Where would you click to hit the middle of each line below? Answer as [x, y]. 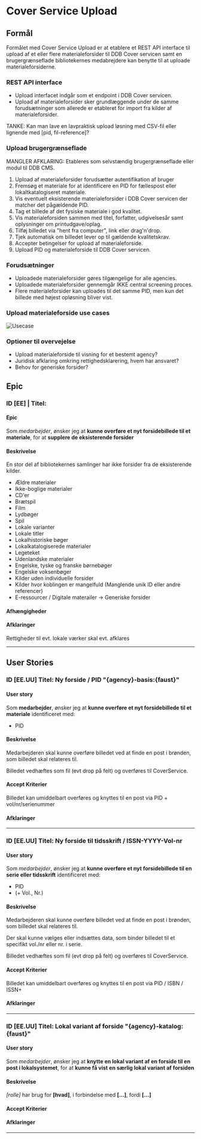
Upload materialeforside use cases [58, 312]
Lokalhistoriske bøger [42, 540]
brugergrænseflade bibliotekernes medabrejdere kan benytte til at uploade [98, 60]
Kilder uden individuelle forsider [54, 579]
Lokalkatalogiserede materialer [53, 546]
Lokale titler [29, 533]
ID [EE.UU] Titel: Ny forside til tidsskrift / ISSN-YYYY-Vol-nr [94, 841]
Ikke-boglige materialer [44, 489]
